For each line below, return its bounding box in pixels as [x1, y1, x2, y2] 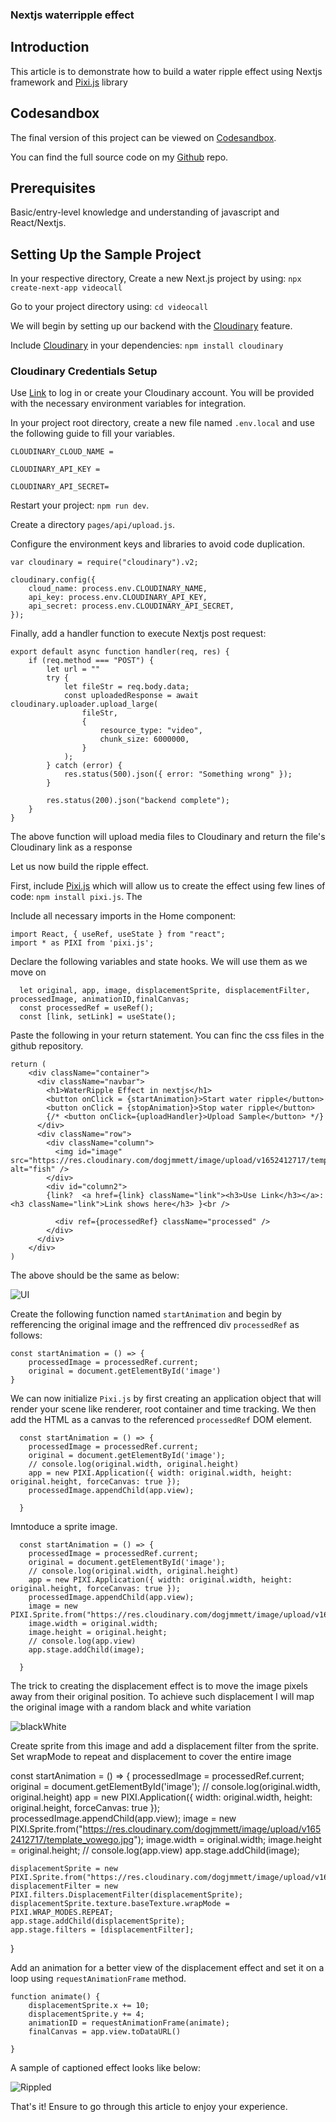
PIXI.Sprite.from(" [10, 1823, 83, 1835]
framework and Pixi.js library [10, 76, 128, 88]
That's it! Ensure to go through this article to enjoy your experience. [10, 2101, 288, 2113]
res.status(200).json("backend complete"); [46, 796, 230, 806]
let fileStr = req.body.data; [63, 682, 190, 692]
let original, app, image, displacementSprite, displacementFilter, [19, 986, 311, 996]
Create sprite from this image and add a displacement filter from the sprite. [10, 1740, 319, 1752]
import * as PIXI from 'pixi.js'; [10, 938, 155, 948]
